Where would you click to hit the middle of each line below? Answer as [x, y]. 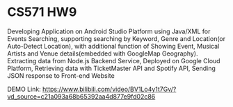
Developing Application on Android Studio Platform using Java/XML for [109, 31]
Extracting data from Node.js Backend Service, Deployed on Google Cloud [114, 60]
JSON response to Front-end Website [61, 75]
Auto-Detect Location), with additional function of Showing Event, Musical [113, 46]
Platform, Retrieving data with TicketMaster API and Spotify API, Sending [111, 68]
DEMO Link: [24, 89]
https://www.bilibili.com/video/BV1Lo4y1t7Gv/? [110, 89]
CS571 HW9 [42, 12]
